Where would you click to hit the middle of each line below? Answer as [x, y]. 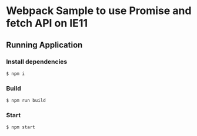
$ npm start [21, 127]
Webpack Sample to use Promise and [99, 11]
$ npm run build [26, 101]
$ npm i [16, 74]
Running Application [44, 45]
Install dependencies [37, 62]
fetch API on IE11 [47, 23]
